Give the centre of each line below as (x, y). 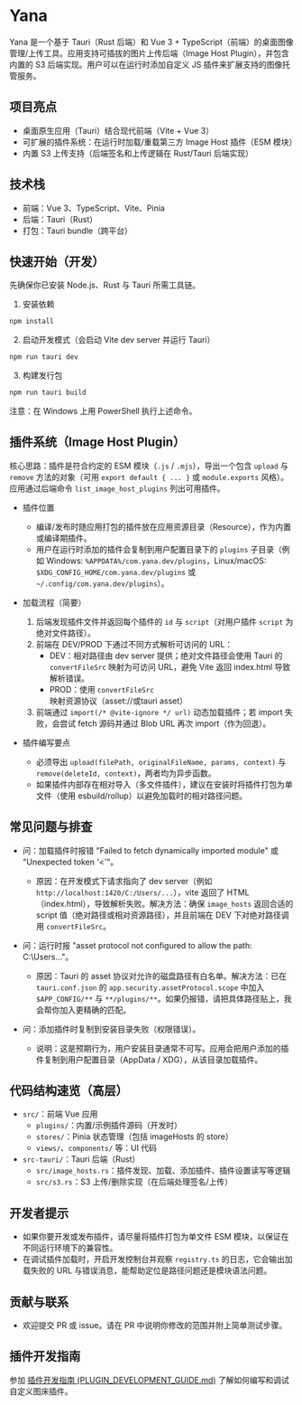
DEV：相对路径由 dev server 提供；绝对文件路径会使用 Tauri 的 (166, 655)
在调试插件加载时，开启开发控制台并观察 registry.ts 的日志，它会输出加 (157, 1259)
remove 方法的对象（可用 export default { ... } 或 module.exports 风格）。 (149, 476)
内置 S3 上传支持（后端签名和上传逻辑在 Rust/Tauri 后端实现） (138, 153)
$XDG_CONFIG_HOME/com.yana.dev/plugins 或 (116, 571)
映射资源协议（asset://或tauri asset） (118, 701)
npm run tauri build (48, 393)
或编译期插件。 (64, 538)
